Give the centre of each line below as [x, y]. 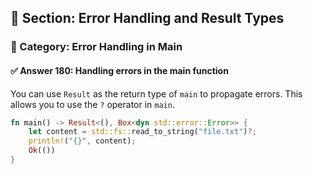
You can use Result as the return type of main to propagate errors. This [156, 93]
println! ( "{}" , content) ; [82, 141]
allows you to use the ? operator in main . [92, 104]
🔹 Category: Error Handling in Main [96, 47]
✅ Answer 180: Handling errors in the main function [119, 70]
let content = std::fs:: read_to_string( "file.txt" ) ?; [142, 132]
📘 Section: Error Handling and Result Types [147, 18]
